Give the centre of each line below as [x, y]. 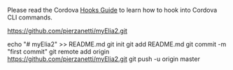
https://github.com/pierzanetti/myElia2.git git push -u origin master [104, 59]
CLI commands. [30, 17]
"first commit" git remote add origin [58, 52]
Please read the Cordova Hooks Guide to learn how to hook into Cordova [112, 10]
